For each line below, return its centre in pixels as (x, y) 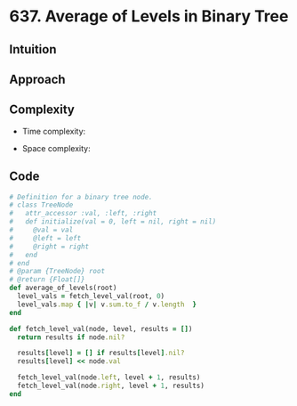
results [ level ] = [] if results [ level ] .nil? (101, 353)
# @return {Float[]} (48, 280)
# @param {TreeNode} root (57, 272)
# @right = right (49, 247)
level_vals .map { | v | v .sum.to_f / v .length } (107, 304)
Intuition (33, 49)
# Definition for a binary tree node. (81, 197)
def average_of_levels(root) (63, 288)
